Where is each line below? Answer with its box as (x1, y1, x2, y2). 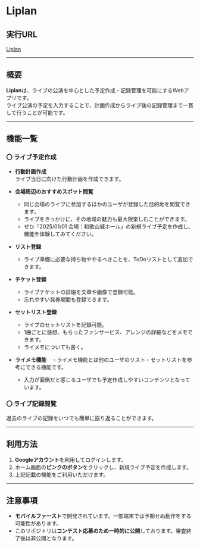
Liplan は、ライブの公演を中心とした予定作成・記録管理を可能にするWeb (6, 86, 185, 93)
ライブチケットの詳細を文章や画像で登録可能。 (23, 288, 139, 295)
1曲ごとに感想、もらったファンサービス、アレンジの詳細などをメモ (23, 329, 188, 336)
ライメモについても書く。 (23, 343, 86, 351)
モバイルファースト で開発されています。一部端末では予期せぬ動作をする (14, 512, 192, 520)
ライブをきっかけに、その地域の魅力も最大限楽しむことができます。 (23, 215, 190, 223)
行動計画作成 (14, 168, 46, 175)
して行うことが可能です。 (6, 109, 68, 116)
